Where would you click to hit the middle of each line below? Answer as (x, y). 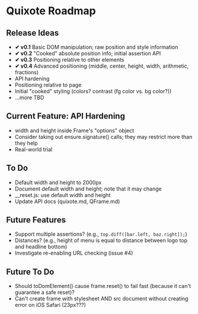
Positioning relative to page (48, 85)
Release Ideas (33, 33)
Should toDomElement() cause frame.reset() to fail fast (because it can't (103, 286)
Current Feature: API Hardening (66, 116)
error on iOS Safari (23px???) (50, 305)
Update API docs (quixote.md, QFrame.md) (67, 201)
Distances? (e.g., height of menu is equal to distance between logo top (101, 240)
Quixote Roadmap (51, 11)
